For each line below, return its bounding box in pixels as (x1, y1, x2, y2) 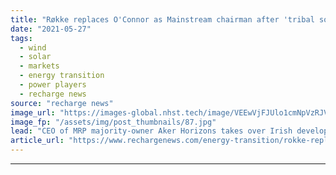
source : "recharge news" (10, 98, 114, 108)
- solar (19, 52, 52, 62)
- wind (19, 42, 47, 53)
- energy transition (19, 71, 105, 81)
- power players (19, 80, 87, 90)
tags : (10, 33, 33, 43)
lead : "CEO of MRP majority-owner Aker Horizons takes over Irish (10, 126, 293, 136)
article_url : (10, 136, 65, 146)
